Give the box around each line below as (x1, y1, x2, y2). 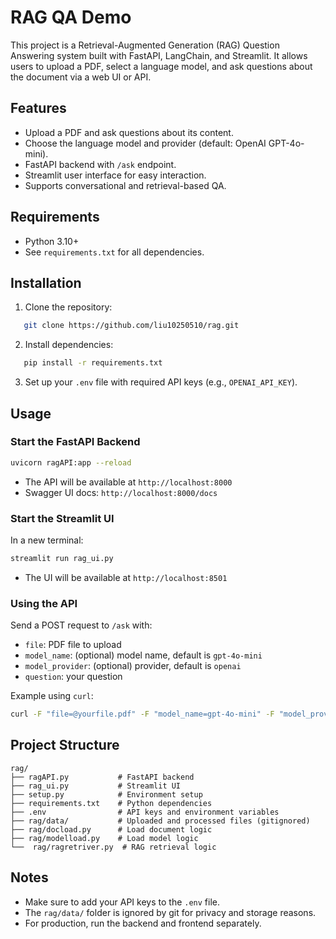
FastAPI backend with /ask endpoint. (24, 158, 177, 170)
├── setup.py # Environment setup (10, 789, 203, 800)
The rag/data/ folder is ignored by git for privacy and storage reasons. (24, 906, 317, 918)
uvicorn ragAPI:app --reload (10, 457, 132, 468)
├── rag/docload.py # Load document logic (10, 824, 213, 835)
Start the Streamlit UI (10, 511, 115, 525)
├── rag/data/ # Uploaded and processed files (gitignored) (10, 816, 311, 826)
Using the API (10, 596, 78, 610)
